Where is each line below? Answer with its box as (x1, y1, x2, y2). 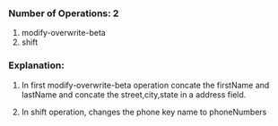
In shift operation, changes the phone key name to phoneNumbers (21, 106, 267, 117)
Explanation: (8, 59, 65, 71)
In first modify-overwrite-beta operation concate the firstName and (21, 80, 270, 90)
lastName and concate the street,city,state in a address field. (21, 88, 247, 100)
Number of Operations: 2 (8, 7, 119, 20)
